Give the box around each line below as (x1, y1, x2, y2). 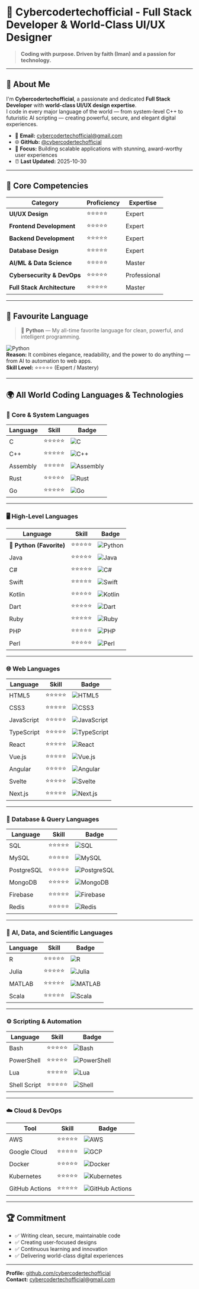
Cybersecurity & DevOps (9, 271, 81, 279)
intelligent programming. (20, 333, 81, 341)
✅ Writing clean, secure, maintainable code (14, 1232, 121, 1239)
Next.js (9, 790, 28, 798)
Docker (9, 1160, 30, 1168)
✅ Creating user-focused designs (14, 1238, 97, 1246)
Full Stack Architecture (9, 284, 76, 292)
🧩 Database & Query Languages (6, 815, 99, 823)
